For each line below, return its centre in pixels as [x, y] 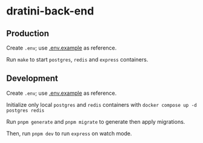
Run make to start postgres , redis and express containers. [77, 59]
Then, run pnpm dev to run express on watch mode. [69, 133]
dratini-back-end [50, 11]
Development [32, 79]
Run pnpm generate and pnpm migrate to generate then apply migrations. [96, 121]
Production [28, 33]
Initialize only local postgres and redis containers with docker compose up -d [101, 104]
